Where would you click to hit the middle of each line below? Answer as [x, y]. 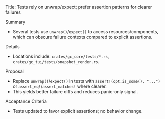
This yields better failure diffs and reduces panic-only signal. [75, 92]
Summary [15, 22]
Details [12, 47]
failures [13, 12]
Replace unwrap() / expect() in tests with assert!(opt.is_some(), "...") [86, 81]
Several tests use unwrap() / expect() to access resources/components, [86, 32]
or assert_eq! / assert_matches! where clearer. [59, 86]
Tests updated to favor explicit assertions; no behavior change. [77, 111]
